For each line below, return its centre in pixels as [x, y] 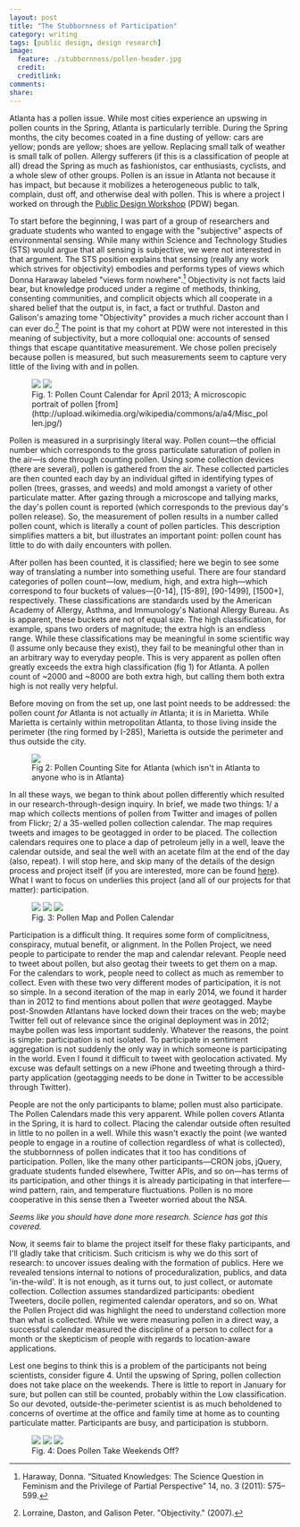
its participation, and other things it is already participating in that [129, 1180]
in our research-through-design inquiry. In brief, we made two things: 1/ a [144, 804]
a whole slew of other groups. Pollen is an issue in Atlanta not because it [142, 175]
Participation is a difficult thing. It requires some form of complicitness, [140, 934]
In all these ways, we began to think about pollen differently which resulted [147, 794]
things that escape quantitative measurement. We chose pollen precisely [143, 347]
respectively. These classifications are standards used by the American [141, 600]
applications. [33, 1348]
